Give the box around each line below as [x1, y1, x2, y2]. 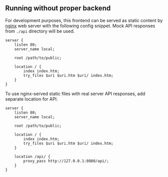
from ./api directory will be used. [5, 28, 75, 34]
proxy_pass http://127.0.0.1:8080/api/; [23, 158, 109, 163]
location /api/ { [14, 154, 51, 159]
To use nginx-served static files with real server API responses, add [5, 91, 146, 97]
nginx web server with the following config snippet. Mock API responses [5, 23, 155, 29]
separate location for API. [5, 96, 58, 102]
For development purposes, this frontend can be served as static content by [5, 17, 163, 23]
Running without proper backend [5, 4, 111, 13]
